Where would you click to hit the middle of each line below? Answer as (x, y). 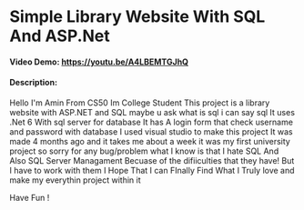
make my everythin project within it (75, 180)
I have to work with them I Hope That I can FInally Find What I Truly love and (152, 170)
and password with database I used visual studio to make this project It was (151, 131)
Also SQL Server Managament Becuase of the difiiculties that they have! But (152, 160)
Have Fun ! (30, 197)
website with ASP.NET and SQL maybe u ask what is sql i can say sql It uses (152, 112)
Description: (33, 83)
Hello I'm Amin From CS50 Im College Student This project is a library (140, 103)
